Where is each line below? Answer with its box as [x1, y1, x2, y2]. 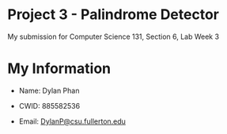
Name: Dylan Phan [18, 86, 80, 95]
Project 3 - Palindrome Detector [7, 6, 219, 24]
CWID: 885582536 [18, 101, 81, 110]
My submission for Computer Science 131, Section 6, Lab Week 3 [7, 32, 219, 41]
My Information [7, 59, 112, 78]
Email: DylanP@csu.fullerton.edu [18, 117, 126, 126]
